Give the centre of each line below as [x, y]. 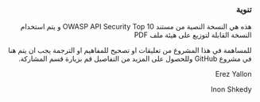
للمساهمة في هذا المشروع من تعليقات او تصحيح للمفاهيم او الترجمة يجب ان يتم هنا [130, 51]
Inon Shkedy [231, 89]
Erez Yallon [233, 74]
